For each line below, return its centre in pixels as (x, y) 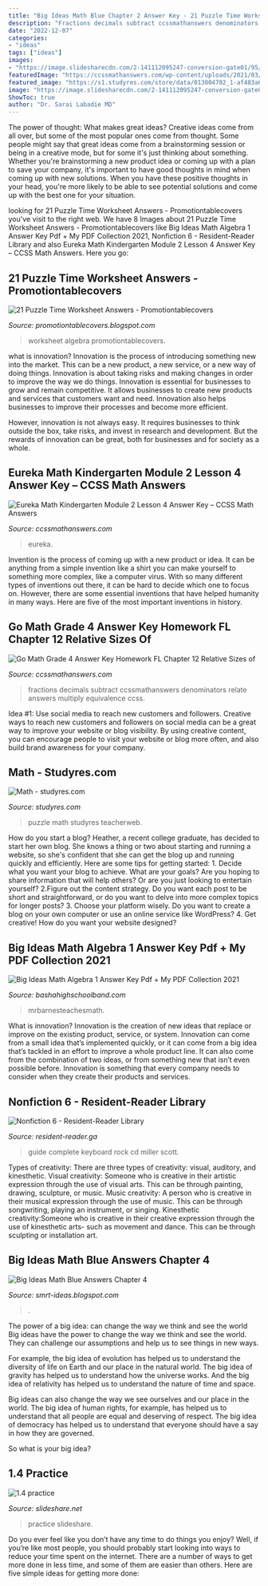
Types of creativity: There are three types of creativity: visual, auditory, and (132, 1167)
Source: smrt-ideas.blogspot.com (64, 1295)
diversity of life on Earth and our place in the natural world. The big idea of (130, 1367)
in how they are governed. (51, 1433)
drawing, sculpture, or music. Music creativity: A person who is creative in (130, 1193)
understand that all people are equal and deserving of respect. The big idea (132, 1416)
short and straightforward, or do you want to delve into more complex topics (134, 898)
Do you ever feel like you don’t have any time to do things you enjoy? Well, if (134, 1539)
